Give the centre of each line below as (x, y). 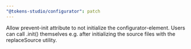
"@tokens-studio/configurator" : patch (53, 11)
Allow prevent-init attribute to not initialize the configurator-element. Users (96, 28)
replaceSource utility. (32, 40)
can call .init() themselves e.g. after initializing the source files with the (91, 34)
